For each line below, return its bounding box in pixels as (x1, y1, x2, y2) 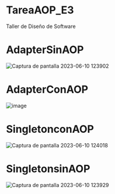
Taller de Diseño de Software (6, 23, 76, 30)
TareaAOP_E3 (6, 3, 74, 17)
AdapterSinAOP (6, 43, 84, 57)
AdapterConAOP (6, 83, 89, 96)
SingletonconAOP (6, 123, 95, 136)
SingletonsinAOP (6, 162, 90, 175)
